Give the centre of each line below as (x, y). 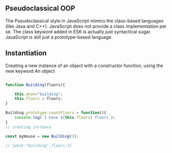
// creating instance (28, 127)
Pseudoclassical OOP (40, 8)
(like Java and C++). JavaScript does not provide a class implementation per (86, 26)
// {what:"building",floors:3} (39, 145)
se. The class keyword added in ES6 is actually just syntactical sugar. (78, 31)
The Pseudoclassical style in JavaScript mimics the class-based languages (84, 20)
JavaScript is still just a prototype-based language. (59, 37)
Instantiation (26, 53)
